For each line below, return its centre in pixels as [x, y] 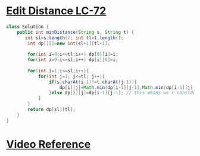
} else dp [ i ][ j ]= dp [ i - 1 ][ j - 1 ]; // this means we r [111, 93]
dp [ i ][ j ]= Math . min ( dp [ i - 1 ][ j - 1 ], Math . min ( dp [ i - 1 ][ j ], [127, 87]
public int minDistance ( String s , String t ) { [76, 32]
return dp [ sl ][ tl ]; [52, 110]
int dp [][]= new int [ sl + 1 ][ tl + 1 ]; [69, 43]
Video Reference [49, 144]
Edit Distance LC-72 [56, 11]
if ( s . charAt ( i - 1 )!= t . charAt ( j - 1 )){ [93, 82]
